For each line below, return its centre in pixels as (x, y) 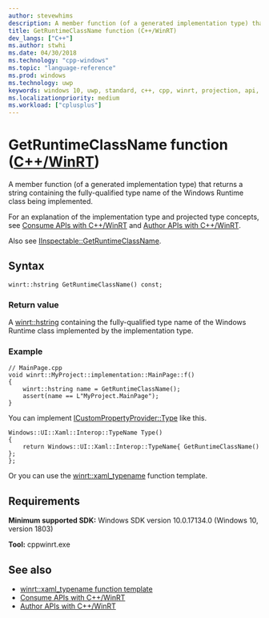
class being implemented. (51, 201)
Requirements (44, 501)
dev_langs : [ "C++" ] (41, 38)
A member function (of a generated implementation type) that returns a (126, 185)
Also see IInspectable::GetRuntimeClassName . (85, 241)
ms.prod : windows (37, 75)
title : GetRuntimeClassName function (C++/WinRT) (93, 30)
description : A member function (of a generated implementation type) (128, 23)
